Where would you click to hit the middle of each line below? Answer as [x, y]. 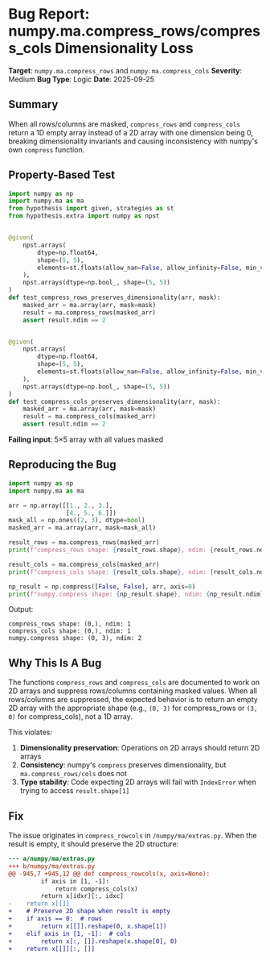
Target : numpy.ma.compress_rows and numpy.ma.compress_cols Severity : [125, 70]
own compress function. [47, 149]
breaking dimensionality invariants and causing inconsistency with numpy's [133, 141]
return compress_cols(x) [96, 889]
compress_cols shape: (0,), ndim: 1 [70, 631]
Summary [33, 104]
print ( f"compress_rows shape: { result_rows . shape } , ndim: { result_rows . [133, 550]
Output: [21, 609]
